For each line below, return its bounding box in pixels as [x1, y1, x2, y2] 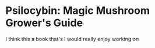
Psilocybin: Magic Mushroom [5, 4, 150, 17]
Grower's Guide [5, 16, 83, 29]
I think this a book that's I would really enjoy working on [5, 35, 139, 42]
